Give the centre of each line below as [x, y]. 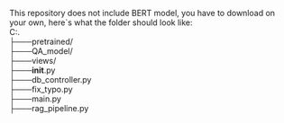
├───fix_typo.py [41, 89]
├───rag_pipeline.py [49, 108]
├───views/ [33, 61]
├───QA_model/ [41, 51]
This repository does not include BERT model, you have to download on [142, 13]
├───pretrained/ [41, 41]
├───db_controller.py [50, 79]
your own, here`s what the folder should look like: [101, 22]
